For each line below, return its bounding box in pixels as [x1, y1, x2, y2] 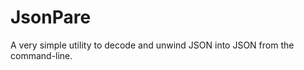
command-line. [10, 49, 73, 61]
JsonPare [10, 6, 92, 29]
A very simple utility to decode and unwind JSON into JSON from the [10, 39, 295, 51]
